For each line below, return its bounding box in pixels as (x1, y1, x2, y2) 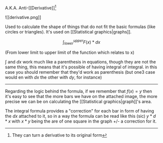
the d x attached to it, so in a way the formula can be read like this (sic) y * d (5, 113, 156, 119)
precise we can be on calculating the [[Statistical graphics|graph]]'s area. (5, 99, 152, 105)
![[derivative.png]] (5, 14, 41, 20)
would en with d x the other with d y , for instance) (5, 75, 102, 80)
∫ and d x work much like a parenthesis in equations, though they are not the (5, 59, 156, 65)
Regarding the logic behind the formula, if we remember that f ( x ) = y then (5, 88, 152, 94)
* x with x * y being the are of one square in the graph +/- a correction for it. (5, 118, 157, 124)
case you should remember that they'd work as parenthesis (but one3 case (5, 69, 155, 75)
